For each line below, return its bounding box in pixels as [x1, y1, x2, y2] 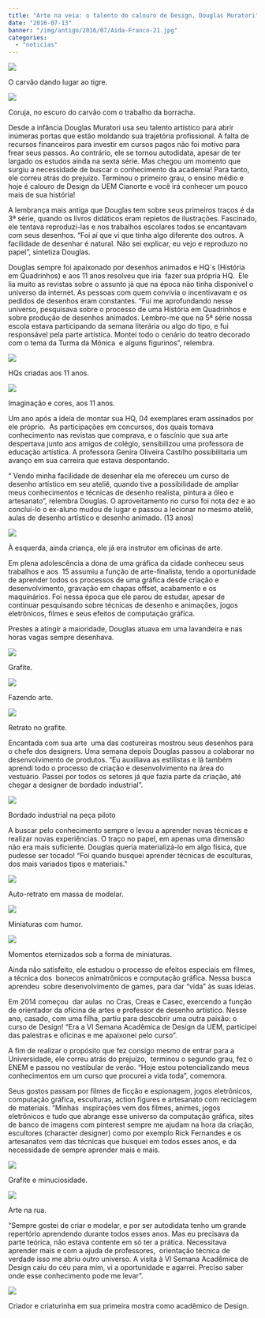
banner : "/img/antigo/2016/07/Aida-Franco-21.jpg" [8, 26, 178, 34]
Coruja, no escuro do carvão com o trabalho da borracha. [8, 107, 196, 117]
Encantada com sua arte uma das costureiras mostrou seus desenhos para [8, 738, 254, 747]
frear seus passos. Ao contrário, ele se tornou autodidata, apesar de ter [8, 148, 241, 158]
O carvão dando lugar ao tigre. [8, 77, 108, 87]
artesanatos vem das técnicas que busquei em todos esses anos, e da [8, 1137, 237, 1147]
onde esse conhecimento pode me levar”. [8, 1271, 144, 1281]
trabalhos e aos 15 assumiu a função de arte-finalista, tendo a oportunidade [8, 567, 256, 577]
